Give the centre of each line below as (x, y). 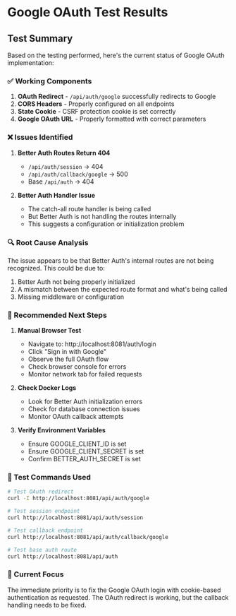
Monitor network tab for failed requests (85, 374)
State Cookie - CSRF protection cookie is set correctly (97, 112)
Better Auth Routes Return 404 (64, 153)
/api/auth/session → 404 (66, 166)
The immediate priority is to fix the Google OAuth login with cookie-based (114, 590)
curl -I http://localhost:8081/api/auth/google (79, 499)
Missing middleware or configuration (71, 297)
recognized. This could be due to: (56, 268)
